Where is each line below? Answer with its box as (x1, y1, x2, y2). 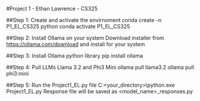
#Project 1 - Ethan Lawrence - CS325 (6, 5, 98, 12)
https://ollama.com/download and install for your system (6, 41, 145, 48)
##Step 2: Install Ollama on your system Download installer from (6, 34, 164, 41)
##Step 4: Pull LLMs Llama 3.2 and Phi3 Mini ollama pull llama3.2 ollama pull (6, 64, 195, 71)
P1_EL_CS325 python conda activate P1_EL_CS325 (6, 23, 130, 30)
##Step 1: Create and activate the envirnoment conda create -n (6, 17, 162, 23)
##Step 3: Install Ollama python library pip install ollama (6, 52, 143, 59)
